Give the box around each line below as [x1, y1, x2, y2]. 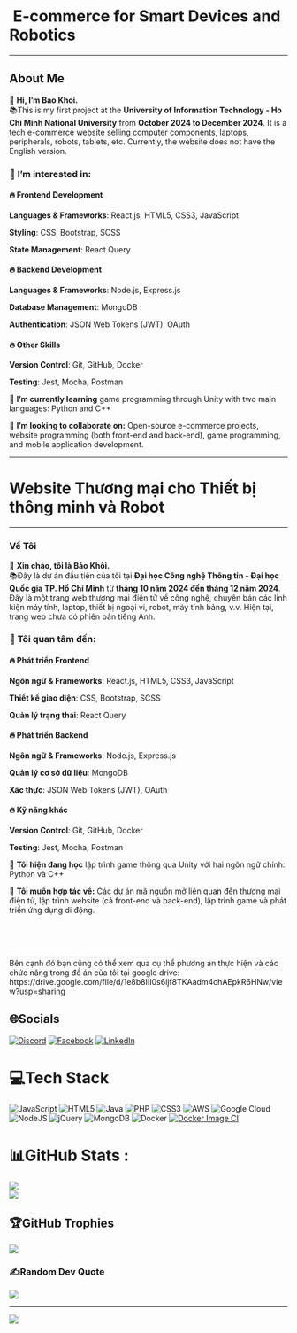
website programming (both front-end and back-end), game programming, [9, 430, 281, 440]
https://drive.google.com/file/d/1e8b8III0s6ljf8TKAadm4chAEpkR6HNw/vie [9, 977, 283, 988]
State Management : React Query [9, 244, 131, 254]
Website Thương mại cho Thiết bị [9, 478, 256, 499]
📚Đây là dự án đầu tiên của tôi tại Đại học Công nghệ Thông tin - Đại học [9, 570, 280, 581]
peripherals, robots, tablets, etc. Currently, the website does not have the [9, 136, 276, 147]
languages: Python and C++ [9, 403, 112, 414]
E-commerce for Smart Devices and [12, 6, 281, 27]
